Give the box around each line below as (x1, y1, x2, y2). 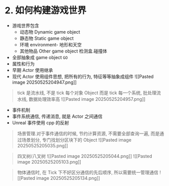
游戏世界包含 (12, 22, 39, 29)
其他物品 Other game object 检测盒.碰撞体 (19, 48, 108, 54)
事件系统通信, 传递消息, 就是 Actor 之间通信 (12, 113, 103, 119)
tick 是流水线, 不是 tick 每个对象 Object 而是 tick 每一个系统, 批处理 (17, 90, 157, 96)
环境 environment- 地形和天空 (19, 41, 82, 47)
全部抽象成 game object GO (12, 54, 68, 60)
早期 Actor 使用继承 (12, 67, 53, 73)
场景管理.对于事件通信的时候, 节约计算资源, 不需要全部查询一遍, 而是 (17, 130, 160, 137)
